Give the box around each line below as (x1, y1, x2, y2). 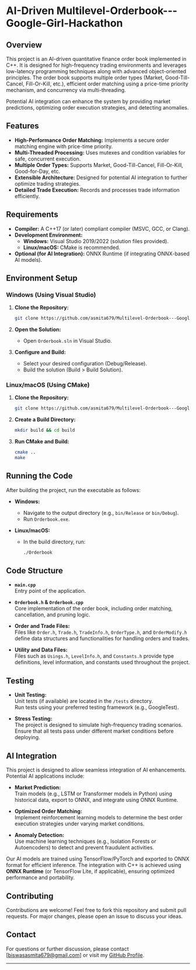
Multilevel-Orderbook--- (56, 4, 178, 18)
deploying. (14, 734, 40, 741)
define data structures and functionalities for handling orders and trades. (14, 635, 190, 642)
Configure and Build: (14, 349, 66, 356)
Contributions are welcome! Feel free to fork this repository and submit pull (6, 906, 187, 913)
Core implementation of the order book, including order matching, (14, 605, 173, 612)
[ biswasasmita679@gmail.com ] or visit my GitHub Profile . (6, 951, 145, 958)
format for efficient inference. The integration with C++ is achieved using (6, 862, 182, 869)
